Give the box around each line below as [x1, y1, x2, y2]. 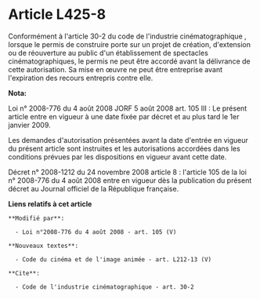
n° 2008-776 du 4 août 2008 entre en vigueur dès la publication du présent [8, 175, 252, 185]
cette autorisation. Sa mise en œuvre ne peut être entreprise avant [8, 64, 223, 74]
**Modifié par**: [8, 214, 65, 222]
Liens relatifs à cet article [8, 199, 92, 209]
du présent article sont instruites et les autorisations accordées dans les [8, 144, 240, 153]
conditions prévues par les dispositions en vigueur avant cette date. [8, 151, 227, 162]
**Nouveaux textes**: [8, 242, 79, 250]
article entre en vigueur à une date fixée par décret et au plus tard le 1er [8, 111, 240, 121]
